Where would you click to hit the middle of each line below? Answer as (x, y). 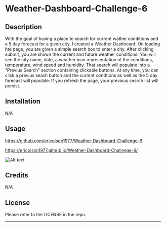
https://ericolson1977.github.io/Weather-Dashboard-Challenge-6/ (72, 150)
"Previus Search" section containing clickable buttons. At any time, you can (82, 70)
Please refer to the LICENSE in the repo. (46, 215)
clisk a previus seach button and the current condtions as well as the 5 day (81, 75)
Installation (23, 101)
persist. (13, 86)
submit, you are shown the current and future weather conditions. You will (80, 54)
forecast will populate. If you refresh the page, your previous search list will (82, 80)
